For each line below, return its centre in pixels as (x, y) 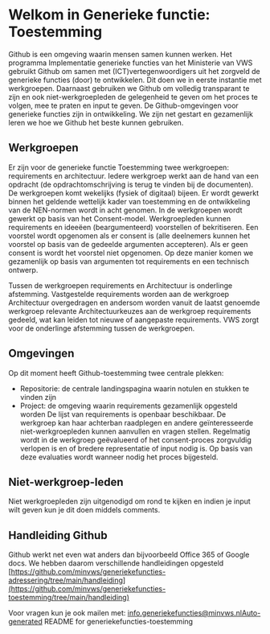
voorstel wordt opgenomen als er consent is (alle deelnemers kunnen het (129, 236)
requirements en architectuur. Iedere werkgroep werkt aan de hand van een (133, 175)
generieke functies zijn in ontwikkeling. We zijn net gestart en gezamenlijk (131, 113)
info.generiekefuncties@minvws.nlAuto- (194, 613)
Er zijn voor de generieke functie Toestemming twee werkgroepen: (119, 167)
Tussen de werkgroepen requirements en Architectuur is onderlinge (121, 285)
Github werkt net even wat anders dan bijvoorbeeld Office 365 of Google (129, 555)
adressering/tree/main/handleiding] (67, 580)
